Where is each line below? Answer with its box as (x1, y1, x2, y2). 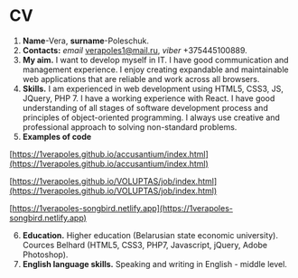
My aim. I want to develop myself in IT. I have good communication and (22, 54, 289, 65)
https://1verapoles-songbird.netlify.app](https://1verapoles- (12, 202, 233, 213)
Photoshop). (22, 249, 69, 260)
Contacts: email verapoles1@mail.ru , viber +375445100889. (22, 44, 248, 55)
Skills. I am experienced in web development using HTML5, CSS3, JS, (22, 83, 284, 94)
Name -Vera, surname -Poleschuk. (22, 35, 149, 46)
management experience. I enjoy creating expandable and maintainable (22, 64, 289, 75)
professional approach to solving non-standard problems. (22, 121, 237, 132)
